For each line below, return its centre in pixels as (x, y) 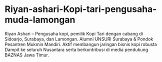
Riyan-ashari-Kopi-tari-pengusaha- (81, 9)
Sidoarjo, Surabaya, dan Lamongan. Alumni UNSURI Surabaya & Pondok (79, 39)
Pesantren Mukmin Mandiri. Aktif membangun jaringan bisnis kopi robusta (81, 44)
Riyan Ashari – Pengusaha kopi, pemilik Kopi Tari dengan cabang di (74, 33)
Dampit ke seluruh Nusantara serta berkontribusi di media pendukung (76, 49)
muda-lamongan (40, 20)
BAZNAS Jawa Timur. (27, 55)
